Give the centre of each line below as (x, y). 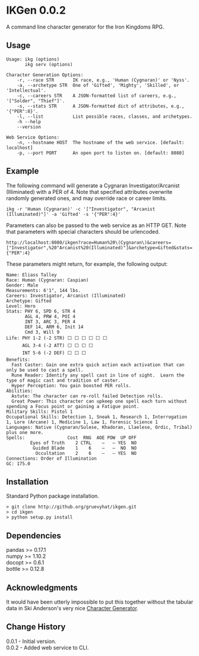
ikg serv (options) (49, 64)
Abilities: (20, 391)
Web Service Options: (33, 137)
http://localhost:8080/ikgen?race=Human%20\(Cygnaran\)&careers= (89, 242)
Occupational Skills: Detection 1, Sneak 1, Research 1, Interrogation (97, 417)
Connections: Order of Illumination (51, 459)
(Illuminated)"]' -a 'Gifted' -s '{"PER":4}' (63, 214)
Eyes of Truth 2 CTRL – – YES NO (83, 443)
